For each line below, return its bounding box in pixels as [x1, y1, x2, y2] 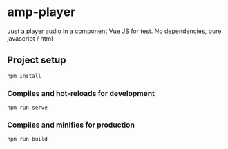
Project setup [7, 54, 67, 66]
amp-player [7, 4, 76, 20]
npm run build [7, 136, 48, 143]
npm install [7, 72, 41, 79]
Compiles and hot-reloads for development [7, 88, 155, 98]
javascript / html [7, 34, 53, 42]
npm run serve [7, 104, 48, 111]
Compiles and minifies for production [7, 120, 135, 130]
